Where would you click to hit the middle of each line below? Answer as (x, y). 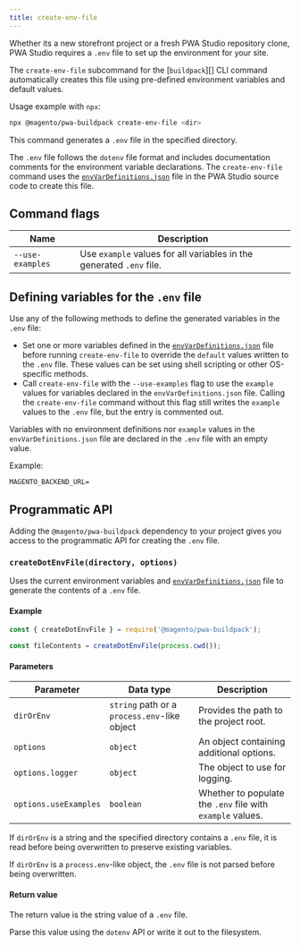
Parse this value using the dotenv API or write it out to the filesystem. (135, 932)
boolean (125, 805)
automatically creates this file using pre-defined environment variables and (147, 79)
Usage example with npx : (55, 106)
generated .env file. (121, 265)
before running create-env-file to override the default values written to (155, 355)
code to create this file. (52, 185)
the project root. (232, 721)
